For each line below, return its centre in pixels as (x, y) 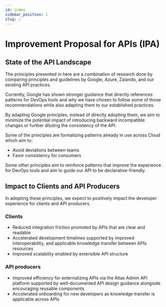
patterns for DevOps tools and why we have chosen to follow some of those (83, 100)
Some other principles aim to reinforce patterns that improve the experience (83, 165)
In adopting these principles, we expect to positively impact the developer (81, 198)
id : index (15, 10)
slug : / (13, 19)
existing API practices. (28, 85)
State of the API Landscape (48, 62)
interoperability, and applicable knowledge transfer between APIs (80, 243)
